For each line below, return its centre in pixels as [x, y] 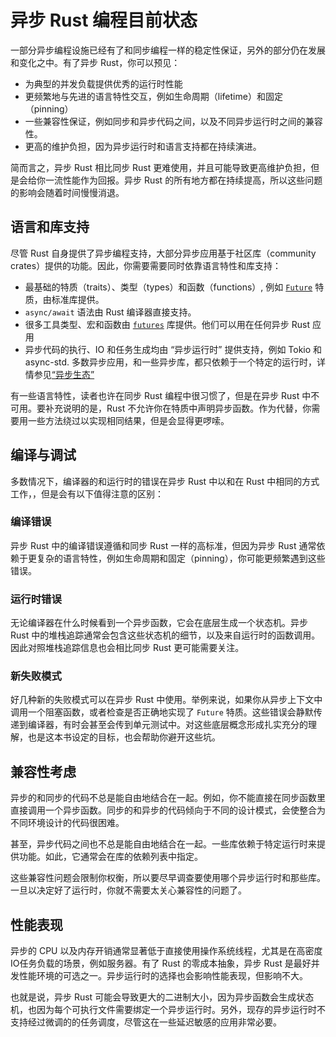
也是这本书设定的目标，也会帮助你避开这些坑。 [124, 737]
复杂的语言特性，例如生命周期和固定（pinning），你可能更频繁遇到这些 [181, 558]
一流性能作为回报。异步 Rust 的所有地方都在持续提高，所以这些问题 [183, 180]
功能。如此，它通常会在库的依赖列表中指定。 [110, 857]
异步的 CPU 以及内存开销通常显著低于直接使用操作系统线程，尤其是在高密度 [166, 951]
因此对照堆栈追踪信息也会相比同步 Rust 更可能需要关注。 [127, 648]
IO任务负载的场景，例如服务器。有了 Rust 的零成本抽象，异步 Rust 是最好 [161, 963]
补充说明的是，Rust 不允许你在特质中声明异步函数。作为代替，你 [178, 408]
